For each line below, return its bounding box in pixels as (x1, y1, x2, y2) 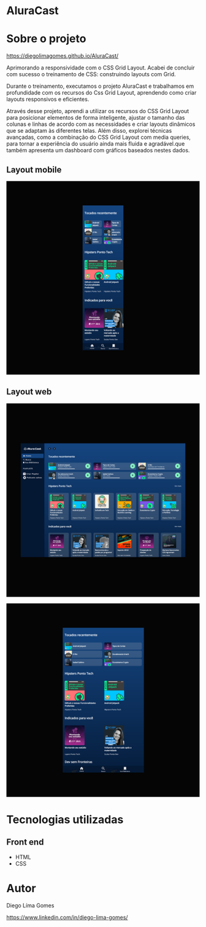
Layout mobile (6, 164, 62, 175)
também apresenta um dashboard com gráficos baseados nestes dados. (6, 147, 190, 154)
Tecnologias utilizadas (6, 812, 124, 826)
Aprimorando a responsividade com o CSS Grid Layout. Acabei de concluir (6, 64, 195, 71)
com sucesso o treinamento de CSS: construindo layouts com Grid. (6, 71, 176, 78)
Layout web (6, 386, 52, 397)
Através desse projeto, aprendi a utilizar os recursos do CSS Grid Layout (6, 108, 189, 115)
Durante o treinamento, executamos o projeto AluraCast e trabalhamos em (6, 82, 194, 90)
